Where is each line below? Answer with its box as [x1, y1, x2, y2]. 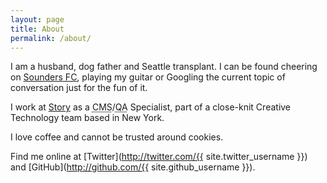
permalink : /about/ [10, 33, 92, 43]
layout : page [10, 14, 65, 25]
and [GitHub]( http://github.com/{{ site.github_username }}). [10, 161, 256, 173]
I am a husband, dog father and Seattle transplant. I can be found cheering [10, 61, 318, 73]
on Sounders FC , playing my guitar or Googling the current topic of [10, 71, 286, 83]
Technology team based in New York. [10, 112, 165, 124]
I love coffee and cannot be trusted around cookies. [10, 131, 224, 143]
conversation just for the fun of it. [10, 82, 148, 94]
